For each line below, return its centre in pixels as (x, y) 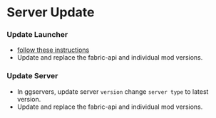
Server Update (51, 12)
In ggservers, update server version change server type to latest (113, 91)
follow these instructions (53, 50)
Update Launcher (37, 35)
